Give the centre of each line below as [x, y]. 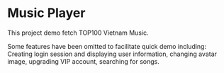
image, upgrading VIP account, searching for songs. [83, 61]
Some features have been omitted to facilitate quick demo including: [107, 46]
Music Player [46, 13]
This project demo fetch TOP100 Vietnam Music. [78, 33]
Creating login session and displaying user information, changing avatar [112, 54]
